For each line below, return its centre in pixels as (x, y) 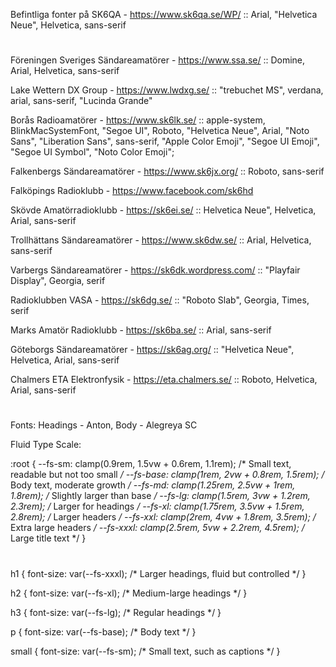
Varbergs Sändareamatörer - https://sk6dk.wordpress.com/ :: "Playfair (155, 270)
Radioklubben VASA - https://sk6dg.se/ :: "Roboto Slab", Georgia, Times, (160, 300)
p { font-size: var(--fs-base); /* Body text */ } (103, 631)
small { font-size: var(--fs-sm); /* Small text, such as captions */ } (145, 651)
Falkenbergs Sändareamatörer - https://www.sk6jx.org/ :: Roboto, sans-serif (167, 171)
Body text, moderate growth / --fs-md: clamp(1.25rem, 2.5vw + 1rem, (153, 485)
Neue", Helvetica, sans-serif (68, 25)
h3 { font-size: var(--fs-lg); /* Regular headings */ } (116, 612)
